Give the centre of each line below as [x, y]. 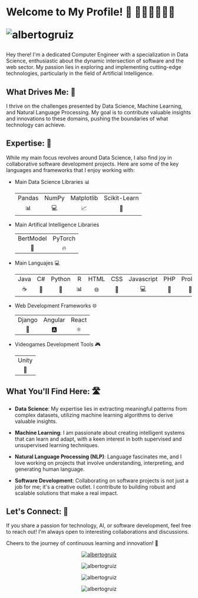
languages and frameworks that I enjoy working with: [70, 170]
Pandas [28, 198]
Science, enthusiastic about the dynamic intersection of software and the [95, 61]
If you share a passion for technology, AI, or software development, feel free [99, 526]
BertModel [32, 238]
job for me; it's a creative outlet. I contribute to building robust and [95, 487]
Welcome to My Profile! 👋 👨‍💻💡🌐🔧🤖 [91, 12]
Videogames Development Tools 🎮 [58, 344]
